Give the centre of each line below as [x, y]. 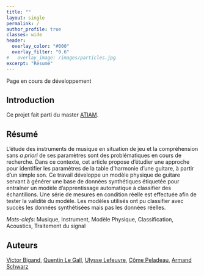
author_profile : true [34, 29]
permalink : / [23, 23]
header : [16, 40]
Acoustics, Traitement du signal [46, 226]
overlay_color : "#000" [41, 47]
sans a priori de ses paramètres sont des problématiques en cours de [94, 155]
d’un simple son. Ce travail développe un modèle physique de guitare [93, 175]
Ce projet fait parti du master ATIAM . [53, 115]
